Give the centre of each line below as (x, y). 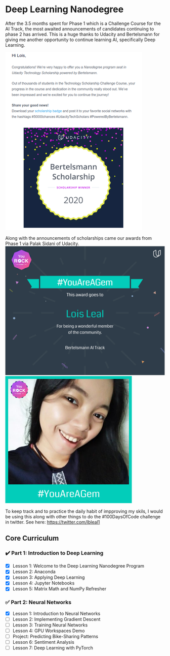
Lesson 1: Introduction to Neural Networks (56, 613)
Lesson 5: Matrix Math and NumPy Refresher (59, 589)
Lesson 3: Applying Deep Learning (49, 577)
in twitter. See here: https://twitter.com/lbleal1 (53, 522)
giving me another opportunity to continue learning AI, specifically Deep (80, 40)
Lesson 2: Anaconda (34, 572)
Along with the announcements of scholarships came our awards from (79, 238)
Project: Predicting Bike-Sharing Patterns (55, 637)
